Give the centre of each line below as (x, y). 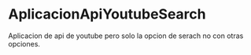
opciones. (24, 43)
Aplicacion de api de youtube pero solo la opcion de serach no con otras (126, 36)
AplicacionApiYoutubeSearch (107, 14)
